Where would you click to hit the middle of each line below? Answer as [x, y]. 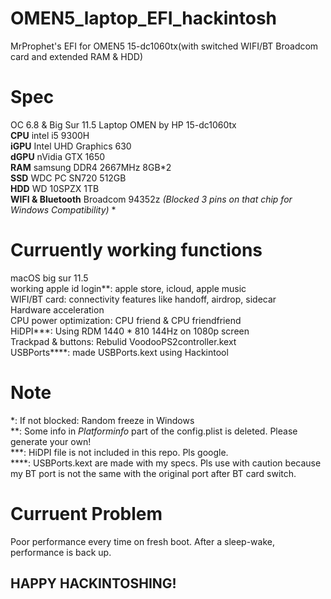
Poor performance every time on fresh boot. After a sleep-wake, [142, 541]
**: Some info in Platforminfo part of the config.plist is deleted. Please [154, 431]
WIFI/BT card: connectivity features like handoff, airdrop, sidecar [143, 299]
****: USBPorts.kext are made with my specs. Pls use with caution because [166, 463]
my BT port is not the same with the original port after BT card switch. [153, 473]
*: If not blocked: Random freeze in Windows [102, 420]
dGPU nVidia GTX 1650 [58, 156]
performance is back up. [61, 552]
